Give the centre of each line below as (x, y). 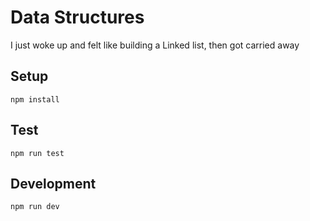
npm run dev (35, 207)
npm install (35, 99)
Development (53, 183)
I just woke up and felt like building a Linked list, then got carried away (155, 45)
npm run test (37, 153)
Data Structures (77, 17)
